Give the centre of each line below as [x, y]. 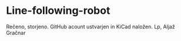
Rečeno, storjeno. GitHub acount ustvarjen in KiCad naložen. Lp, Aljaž [90, 27]
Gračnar [16, 32]
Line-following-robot [58, 11]
